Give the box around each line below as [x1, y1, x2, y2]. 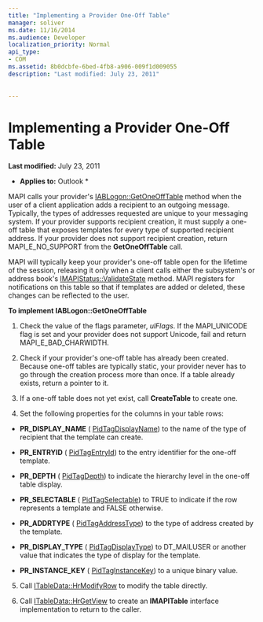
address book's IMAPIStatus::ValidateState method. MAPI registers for [8, 274, 236, 283]
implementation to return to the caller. [19, 605, 141, 614]
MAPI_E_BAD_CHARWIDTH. [19, 338, 110, 347]
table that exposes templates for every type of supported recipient [19, 225, 234, 235]
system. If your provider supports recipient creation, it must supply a [8, 217, 230, 227]
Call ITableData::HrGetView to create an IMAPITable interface [19, 596, 220, 606]
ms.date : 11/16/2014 [8, 26, 76, 34]
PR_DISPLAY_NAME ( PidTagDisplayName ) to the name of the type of [19, 424, 247, 434]
